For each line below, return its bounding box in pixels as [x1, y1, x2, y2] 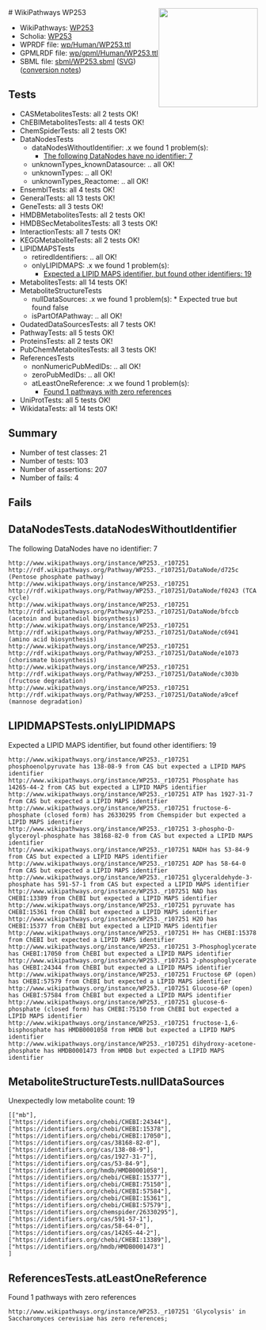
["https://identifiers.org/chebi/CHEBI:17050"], [8, 1132, 172, 1140]
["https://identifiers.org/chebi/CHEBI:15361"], [8, 1195, 172, 1202]
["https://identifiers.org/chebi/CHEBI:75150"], [8, 1180, 172, 1189]
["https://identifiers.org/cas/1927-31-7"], [8, 1153, 158, 1161]
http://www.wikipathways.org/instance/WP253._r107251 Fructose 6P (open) [8, 970, 257, 978]
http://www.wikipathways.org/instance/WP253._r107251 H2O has [8, 915, 218, 923]
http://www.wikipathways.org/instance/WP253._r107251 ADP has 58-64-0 [8, 859, 246, 867]
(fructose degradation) [8, 676, 87, 684]
